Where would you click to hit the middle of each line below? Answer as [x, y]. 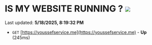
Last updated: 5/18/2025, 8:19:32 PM [44, 22]
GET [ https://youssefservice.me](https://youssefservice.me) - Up [79, 32]
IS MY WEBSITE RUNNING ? [64, 9]
